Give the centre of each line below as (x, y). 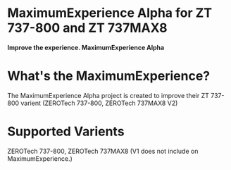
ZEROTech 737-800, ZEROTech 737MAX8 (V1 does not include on (103, 151)
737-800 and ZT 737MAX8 (87, 28)
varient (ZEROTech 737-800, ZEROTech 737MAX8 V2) (99, 103)
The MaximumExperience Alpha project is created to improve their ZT (108, 95)
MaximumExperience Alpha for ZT (110, 13)
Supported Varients (66, 132)
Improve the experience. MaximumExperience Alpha (86, 47)
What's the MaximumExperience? (108, 76)
